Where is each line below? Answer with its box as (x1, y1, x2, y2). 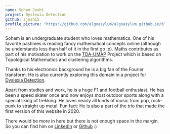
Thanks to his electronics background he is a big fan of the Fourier (5, 66, 144, 73)
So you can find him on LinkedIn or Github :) (5, 123, 97, 129)
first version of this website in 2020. (5, 108, 80, 114)
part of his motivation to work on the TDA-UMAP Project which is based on (5, 51, 161, 57)
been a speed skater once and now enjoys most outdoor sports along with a (5, 92, 164, 98)
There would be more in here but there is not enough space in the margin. (5, 118, 159, 124)
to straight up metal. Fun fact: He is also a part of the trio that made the (17, 103, 165, 109)
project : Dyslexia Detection (5, 12, 67, 17)
